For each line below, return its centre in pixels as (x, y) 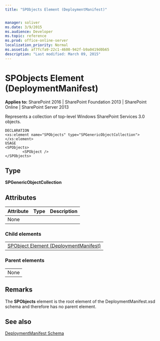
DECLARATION (17, 130)
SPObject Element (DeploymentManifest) (54, 246)
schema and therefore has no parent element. (51, 307)
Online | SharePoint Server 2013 (37, 107)
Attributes (21, 198)
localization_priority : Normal (37, 45)
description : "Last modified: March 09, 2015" (53, 54)
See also (18, 321)
